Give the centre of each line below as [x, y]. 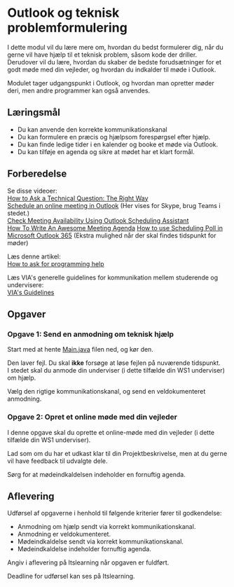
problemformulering [67, 28]
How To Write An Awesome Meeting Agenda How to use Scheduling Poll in [115, 228]
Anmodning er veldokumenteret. [64, 534]
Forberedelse [37, 174]
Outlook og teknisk [63, 13]
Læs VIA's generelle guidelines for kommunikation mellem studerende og [113, 277]
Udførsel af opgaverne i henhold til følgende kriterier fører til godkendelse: [115, 513]
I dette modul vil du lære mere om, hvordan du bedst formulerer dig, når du [115, 47]
